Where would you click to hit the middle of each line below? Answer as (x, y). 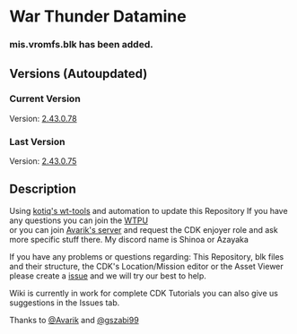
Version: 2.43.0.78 (44, 118)
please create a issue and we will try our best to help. (108, 276)
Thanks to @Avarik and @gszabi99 (74, 320)
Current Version (45, 98)
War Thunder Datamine (98, 17)
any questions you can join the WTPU (79, 220)
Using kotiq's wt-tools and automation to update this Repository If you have (149, 210)
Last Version (37, 141)
